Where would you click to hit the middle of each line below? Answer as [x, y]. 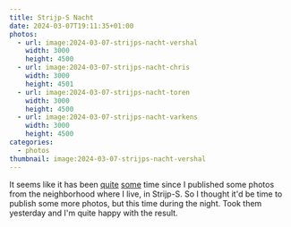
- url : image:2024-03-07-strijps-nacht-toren [104, 92]
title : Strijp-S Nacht [51, 17]
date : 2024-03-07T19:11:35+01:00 [72, 26]
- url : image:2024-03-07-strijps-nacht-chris [104, 68]
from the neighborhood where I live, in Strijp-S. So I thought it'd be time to [146, 194]
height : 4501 [50, 84]
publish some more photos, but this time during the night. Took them [136, 203]
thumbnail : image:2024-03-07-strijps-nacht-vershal [107, 159]
